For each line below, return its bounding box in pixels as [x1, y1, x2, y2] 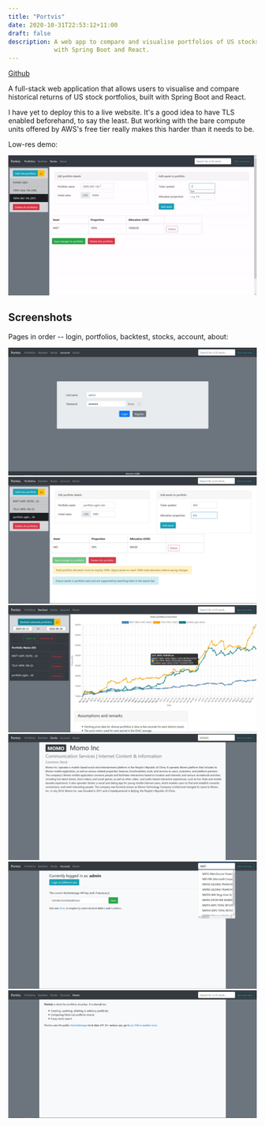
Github [8, 69, 30, 78]
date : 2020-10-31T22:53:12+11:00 [8, 21, 118, 29]
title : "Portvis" [8, 13, 65, 21]
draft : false [8, 29, 51, 37]
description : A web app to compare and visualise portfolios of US [8, 38, 235, 46]
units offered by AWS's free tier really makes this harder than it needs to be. [8, 125, 255, 134]
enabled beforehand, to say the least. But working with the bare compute [8, 116, 246, 125]
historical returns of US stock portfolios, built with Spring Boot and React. [8, 92, 247, 102]
